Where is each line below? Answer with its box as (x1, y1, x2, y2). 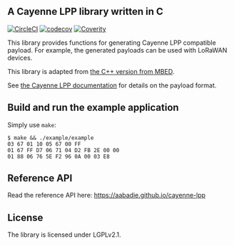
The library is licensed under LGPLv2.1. (7, 230, 121, 239)
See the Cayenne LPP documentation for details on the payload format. (7, 81, 217, 90)
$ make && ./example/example (7, 134, 94, 141)
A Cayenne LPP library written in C (7, 6, 164, 18)
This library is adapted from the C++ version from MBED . (7, 67, 175, 75)
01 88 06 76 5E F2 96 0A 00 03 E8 (7, 153, 111, 160)
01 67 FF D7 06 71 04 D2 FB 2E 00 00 (7, 146, 120, 154)
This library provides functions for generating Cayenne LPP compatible (7, 38, 216, 47)
